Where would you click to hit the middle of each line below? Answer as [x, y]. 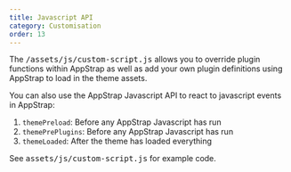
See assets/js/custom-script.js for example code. [113, 159]
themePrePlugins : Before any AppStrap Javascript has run [128, 132]
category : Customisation [55, 26]
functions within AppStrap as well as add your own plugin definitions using [146, 69]
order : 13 [28, 34]
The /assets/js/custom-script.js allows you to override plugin [135, 60]
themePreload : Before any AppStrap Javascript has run [121, 122]
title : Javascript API [51, 17]
